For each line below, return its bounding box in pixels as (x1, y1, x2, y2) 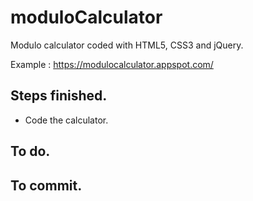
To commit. (10, 177, 83, 194)
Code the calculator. (24, 114, 109, 126)
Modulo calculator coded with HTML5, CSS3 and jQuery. (10, 39, 244, 51)
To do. (10, 143, 51, 160)
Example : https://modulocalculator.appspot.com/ (10, 58, 214, 70)
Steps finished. (10, 87, 108, 105)
